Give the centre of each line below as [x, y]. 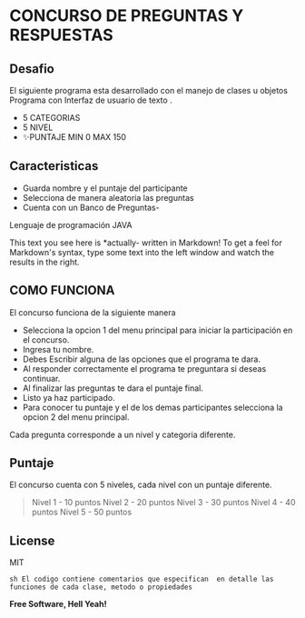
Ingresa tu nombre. [58, 349]
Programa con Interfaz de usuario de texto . [91, 100]
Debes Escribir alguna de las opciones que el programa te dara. [142, 359]
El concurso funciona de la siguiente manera [93, 312]
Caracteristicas [54, 166]
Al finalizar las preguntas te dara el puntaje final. [113, 388]
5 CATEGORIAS [51, 118]
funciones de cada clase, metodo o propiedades [101, 587]
